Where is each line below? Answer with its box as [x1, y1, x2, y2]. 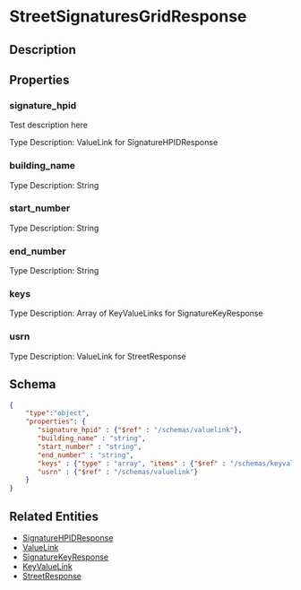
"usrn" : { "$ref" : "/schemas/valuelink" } [37, 467, 199, 476]
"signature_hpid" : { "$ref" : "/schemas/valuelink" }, [37, 426, 243, 435]
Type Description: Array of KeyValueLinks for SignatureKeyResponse [9, 308, 263, 319]
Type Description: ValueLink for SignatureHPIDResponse [9, 137, 219, 148]
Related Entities [9, 508, 99, 524]
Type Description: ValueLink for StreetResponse [9, 351, 186, 361]
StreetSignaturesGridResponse [9, 6, 247, 27]
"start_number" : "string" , [37, 442, 142, 451]
